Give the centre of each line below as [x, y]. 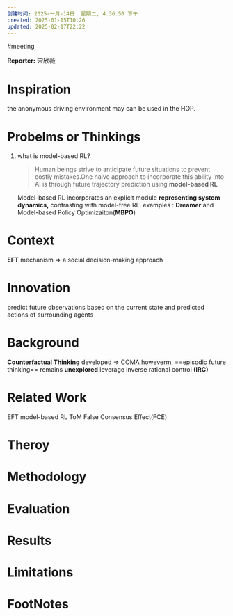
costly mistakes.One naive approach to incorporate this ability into [129, 177]
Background [43, 343]
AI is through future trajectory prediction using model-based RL [126, 184]
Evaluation [39, 508]
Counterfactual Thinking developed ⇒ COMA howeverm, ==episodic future [116, 362]
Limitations [40, 572]
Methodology [47, 477]
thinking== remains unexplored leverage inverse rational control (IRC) [108, 370]
